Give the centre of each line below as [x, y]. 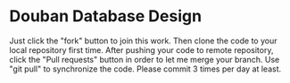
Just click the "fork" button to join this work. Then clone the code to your [143, 41]
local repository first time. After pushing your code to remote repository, [141, 49]
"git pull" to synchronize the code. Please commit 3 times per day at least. [145, 69]
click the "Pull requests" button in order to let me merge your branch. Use [145, 59]
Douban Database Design [106, 16]
